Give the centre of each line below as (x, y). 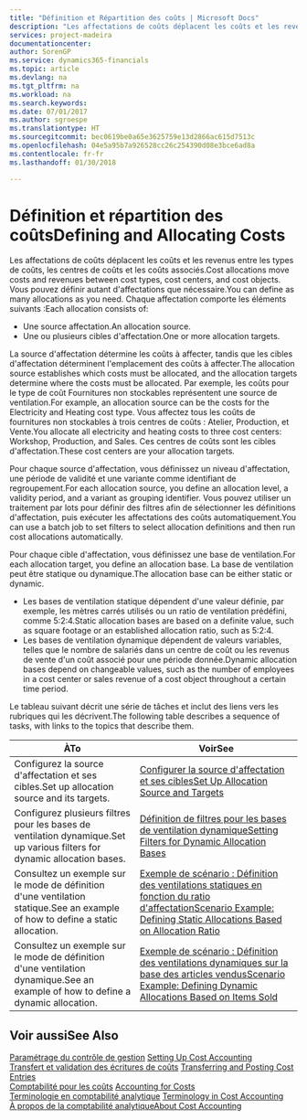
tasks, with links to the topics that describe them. (102, 726)
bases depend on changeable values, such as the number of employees (159, 669)
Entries (23, 1077)
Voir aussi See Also (64, 1035)
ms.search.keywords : (49, 103)
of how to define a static (66, 920)
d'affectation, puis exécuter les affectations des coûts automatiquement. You (153, 517)
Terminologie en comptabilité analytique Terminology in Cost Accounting (147, 1096)
